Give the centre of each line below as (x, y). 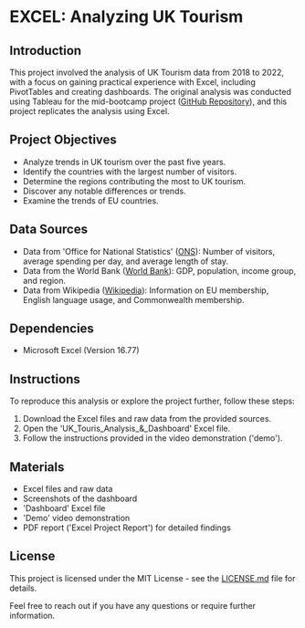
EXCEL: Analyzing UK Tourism (126, 17)
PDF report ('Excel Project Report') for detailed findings (126, 528)
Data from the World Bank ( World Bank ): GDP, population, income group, (159, 270)
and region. (44, 280)
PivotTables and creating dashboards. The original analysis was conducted (151, 92)
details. (23, 588)
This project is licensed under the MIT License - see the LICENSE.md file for (152, 578)
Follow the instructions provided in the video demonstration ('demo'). (152, 438)
